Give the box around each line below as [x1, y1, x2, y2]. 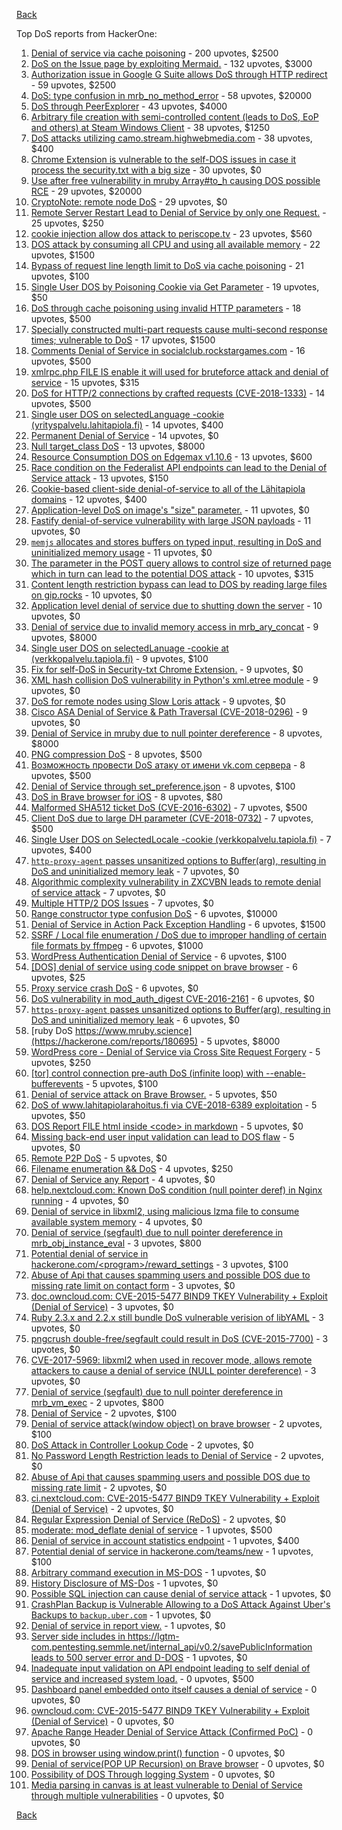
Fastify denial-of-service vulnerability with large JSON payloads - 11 [30, 515, 312, 526]
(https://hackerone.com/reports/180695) [30, 1035, 199, 1047]
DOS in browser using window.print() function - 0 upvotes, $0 [30, 1747, 286, 1759]
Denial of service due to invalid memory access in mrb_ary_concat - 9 [30, 621, 319, 633]
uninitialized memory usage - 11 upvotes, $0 [30, 547, 213, 558]
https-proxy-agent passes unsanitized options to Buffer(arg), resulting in [30, 1004, 331, 1015]
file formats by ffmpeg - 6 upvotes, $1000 [30, 940, 204, 951]
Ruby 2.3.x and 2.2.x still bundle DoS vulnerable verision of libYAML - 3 [30, 1312, 324, 1323]
